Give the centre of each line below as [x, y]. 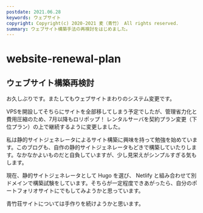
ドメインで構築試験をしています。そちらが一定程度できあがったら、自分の [99, 183]
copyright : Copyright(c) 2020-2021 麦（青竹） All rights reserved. [93, 23]
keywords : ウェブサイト [33, 18]
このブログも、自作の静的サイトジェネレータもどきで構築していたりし [104, 147]
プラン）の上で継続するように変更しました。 [67, 127]
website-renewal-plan [64, 59]
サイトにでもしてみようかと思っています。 [91, 191]
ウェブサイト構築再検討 [50, 83]
